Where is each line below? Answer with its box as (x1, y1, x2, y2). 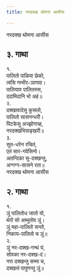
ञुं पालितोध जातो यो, (6, 210, 46, 217)
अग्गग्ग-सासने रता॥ (6, 161, 45, 169)
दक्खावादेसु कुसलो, (6, 106, 42, 114)
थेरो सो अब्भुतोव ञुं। (6, 216, 45, 224)
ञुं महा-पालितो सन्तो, (6, 224, 46, 231)
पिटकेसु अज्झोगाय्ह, (6, 120, 44, 128)
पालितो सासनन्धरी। (6, 114, 44, 121)
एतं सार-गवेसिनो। (6, 148, 41, 155)
